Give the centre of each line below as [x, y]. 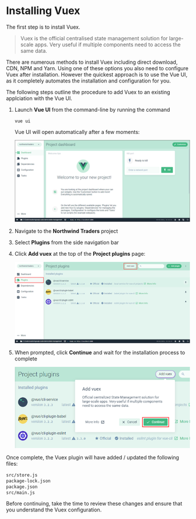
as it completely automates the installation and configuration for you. [88, 81]
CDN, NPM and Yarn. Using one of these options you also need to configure [97, 68]
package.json [22, 487]
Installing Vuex [43, 11]
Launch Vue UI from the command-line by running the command [92, 109]
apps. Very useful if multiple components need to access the [108, 44]
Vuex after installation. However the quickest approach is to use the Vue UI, [97, 74]
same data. [34, 50]
